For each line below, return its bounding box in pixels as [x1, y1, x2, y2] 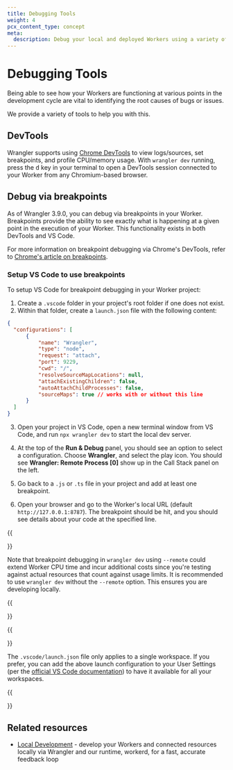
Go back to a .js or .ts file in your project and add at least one [17, 479, 198, 488]
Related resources [7, 721, 88, 734]
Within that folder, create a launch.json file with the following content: [17, 306, 217, 314]
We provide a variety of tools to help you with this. [7, 110, 151, 118]
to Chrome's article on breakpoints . [7, 252, 108, 261]
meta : [7, 29, 23, 37]
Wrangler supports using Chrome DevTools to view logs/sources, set [7, 148, 204, 157]
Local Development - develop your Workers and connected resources [17, 740, 217, 748]
